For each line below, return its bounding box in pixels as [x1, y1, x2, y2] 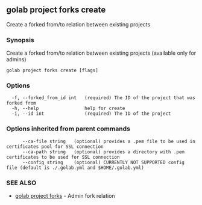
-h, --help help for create [11, 105, 125, 112]
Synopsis [6, 35, 34, 44]
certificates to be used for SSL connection [6, 154, 120, 160]
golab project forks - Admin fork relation [14, 192, 116, 199]
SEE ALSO [6, 179, 37, 187]
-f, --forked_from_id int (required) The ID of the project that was [11, 95, 196, 101]
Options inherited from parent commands [6, 124, 131, 133]
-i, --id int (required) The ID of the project [11, 111, 171, 117]
